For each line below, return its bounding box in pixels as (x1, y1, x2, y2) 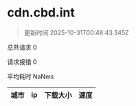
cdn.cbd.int (7, 5, 76, 21)
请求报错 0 (7, 57, 37, 66)
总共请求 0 (7, 43, 37, 51)
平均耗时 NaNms (7, 72, 54, 81)
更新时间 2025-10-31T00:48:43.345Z (23, 28, 129, 36)
